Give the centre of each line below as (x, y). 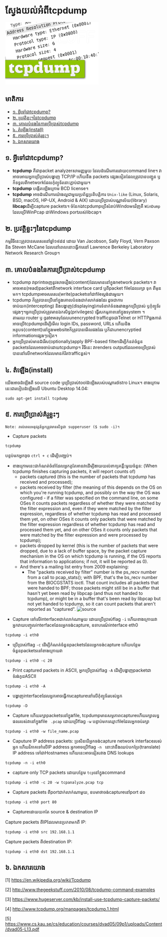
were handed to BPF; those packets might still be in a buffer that (93, 588)
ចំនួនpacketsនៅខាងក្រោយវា (37, 650)
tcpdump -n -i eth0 (25, 763)
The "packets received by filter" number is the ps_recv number (92, 572)
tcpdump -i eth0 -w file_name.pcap (42, 731)
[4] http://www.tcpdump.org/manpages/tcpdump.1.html (62, 909)
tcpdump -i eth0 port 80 (31, 802)
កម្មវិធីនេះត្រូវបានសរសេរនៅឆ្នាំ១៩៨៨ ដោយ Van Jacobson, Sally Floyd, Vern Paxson (83, 241)
